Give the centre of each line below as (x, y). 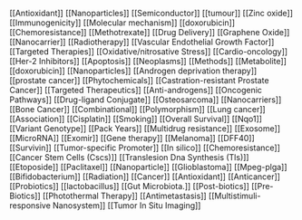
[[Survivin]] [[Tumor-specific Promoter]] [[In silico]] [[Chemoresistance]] (145, 148)
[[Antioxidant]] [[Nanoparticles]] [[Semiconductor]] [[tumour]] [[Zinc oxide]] (151, 13)
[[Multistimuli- (234, 196)
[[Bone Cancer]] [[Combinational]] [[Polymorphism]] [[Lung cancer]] (137, 109)
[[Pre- (262, 186)
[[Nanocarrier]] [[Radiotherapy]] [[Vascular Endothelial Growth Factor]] (142, 42)
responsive (30, 206)
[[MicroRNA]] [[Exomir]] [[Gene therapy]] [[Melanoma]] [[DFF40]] (132, 138)
